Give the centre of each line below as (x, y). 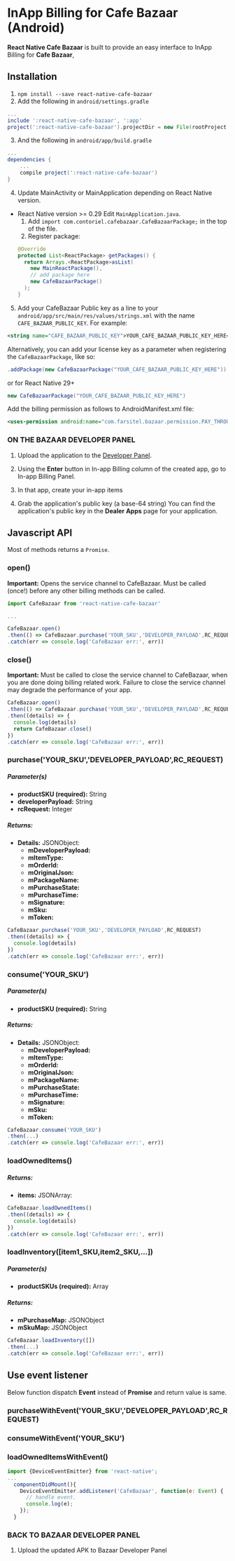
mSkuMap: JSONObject (52, 1327)
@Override (32, 249)
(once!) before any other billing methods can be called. (86, 590)
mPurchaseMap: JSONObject (61, 1320)
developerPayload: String (55, 802)
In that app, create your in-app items (70, 489)
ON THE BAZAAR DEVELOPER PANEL (71, 440)
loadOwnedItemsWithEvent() (58, 1457)
